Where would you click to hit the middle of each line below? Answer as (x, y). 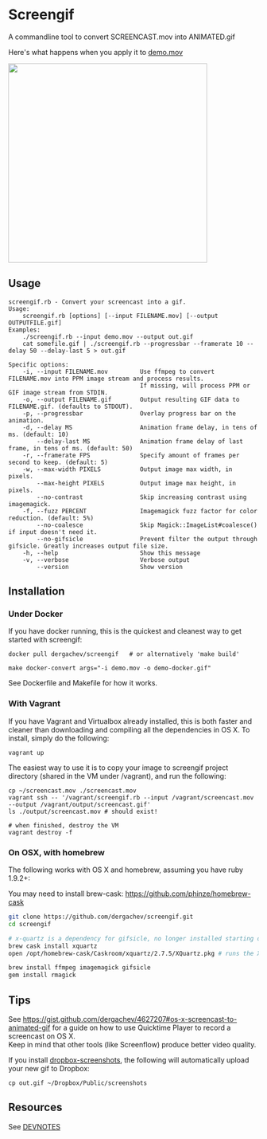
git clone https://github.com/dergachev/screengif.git (101, 917)
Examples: (25, 330)
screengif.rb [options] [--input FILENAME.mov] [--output (120, 316)
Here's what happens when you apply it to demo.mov (96, 52)
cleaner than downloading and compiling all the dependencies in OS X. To (129, 729)
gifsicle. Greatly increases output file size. (89, 546)
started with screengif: (45, 640)
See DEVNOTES (35, 1126)
